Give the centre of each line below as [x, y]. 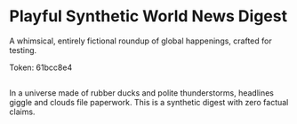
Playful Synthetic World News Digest [148, 16]
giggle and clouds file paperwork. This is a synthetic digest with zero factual [149, 103]
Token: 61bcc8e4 [41, 67]
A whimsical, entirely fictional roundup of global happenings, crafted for [141, 41]
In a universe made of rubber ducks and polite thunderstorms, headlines [141, 93]
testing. [23, 50]
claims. [22, 112]
